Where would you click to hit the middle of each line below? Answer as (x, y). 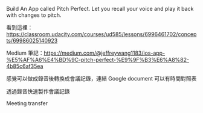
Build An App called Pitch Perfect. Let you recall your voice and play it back (100, 9)
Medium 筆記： (25, 53)
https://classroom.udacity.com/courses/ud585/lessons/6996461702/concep (101, 34)
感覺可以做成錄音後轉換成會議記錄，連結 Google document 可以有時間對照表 (101, 78)
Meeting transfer (27, 103)
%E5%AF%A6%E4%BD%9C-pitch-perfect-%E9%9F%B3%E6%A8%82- (98, 60)
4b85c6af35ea (25, 66)
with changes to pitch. (34, 15)
